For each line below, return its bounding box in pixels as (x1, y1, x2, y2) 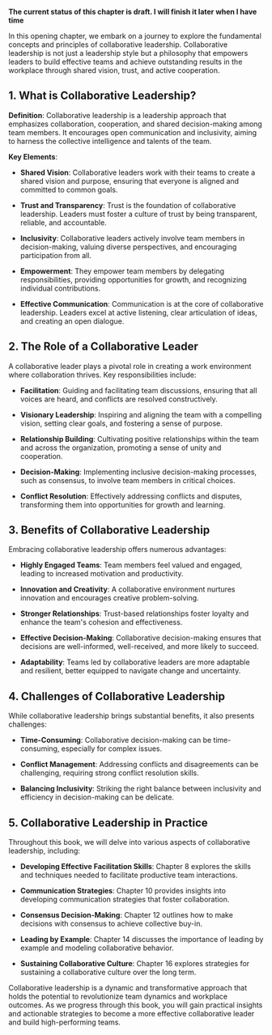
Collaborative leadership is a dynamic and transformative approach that (8, 983, 248, 993)
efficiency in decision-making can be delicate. (19, 792, 175, 802)
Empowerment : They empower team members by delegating (19, 266, 225, 276)
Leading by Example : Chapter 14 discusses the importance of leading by (19, 935, 264, 944)
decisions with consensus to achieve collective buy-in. (19, 918, 203, 929)
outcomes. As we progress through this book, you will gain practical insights (8, 1000, 263, 1010)
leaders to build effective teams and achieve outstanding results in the (8, 57, 243, 66)
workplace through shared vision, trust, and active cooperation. (8, 66, 220, 75)
